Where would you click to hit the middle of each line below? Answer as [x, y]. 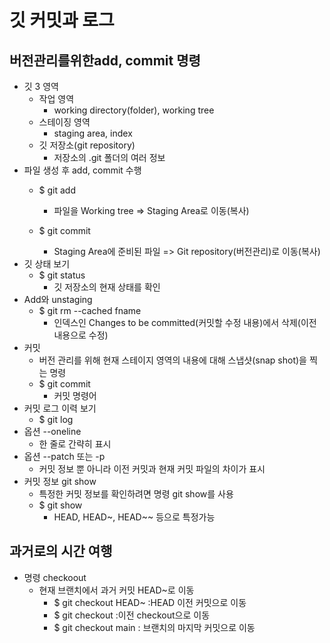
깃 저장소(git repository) [87, 145]
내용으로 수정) [81, 335]
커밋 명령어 [75, 395]
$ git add [57, 190]
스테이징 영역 [64, 122]
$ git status [62, 275]
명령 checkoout [55, 577]
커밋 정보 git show [60, 481]
